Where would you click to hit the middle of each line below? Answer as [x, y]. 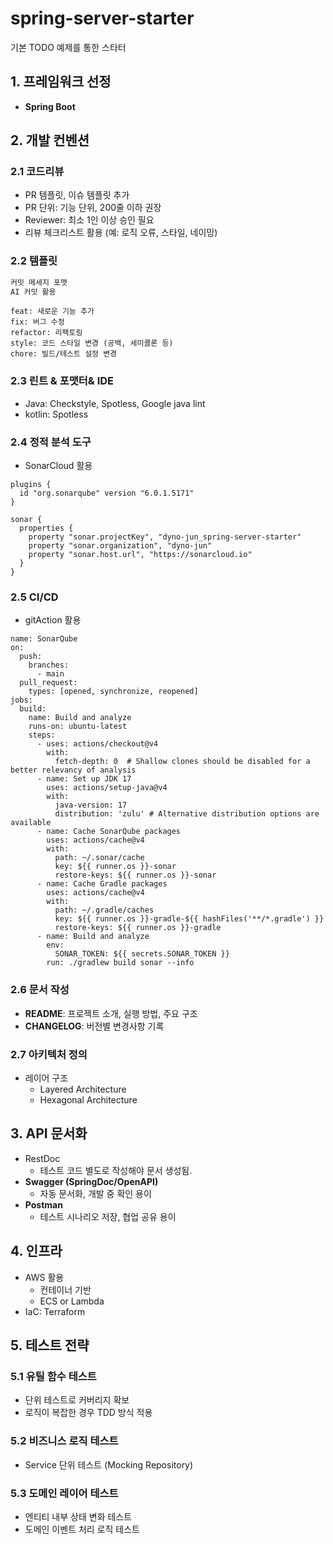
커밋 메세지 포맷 [39, 282]
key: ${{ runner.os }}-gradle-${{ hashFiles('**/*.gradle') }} [189, 919]
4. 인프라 [36, 1251]
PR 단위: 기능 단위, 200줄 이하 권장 [93, 208]
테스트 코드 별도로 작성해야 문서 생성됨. [116, 1170]
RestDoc [42, 1158]
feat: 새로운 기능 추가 [52, 312]
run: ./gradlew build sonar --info [120, 963]
